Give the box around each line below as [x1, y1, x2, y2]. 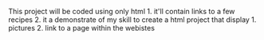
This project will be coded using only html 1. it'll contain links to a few [8, 7, 235, 16]
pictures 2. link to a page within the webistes [8, 24, 156, 32]
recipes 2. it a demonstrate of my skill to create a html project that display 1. [8, 15, 257, 24]
